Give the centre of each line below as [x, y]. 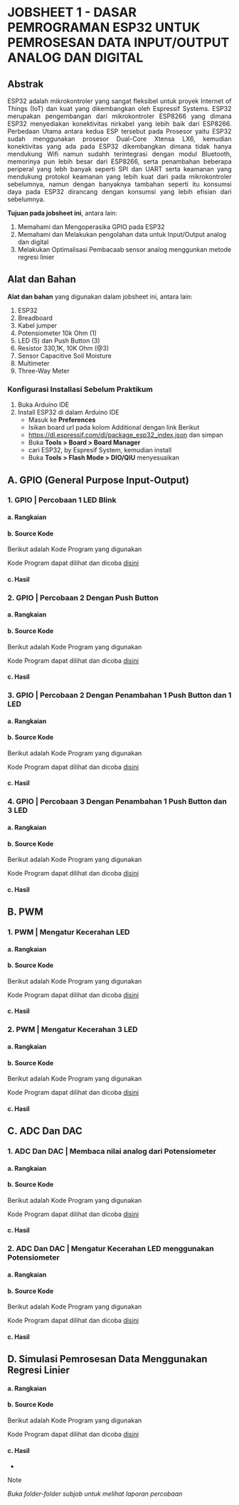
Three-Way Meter [43, 371]
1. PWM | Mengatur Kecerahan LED [69, 932]
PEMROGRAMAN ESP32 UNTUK [104, 27]
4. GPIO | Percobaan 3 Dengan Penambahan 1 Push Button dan [117, 802]
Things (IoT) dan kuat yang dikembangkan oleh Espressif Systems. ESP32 [119, 108]
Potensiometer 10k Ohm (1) [57, 333]
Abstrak [26, 84]
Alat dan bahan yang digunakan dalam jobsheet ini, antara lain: [100, 297]
